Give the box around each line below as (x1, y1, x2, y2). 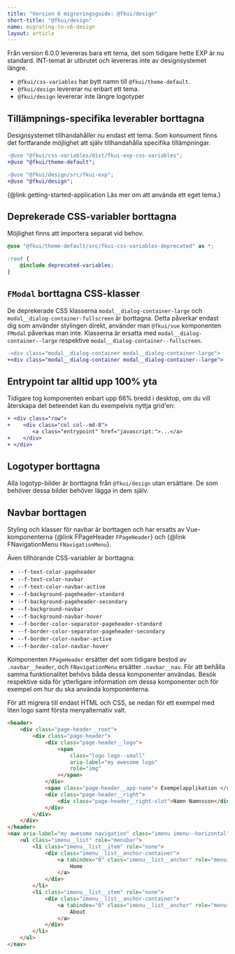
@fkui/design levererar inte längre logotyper (17, 92, 145, 101)
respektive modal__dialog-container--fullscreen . (59, 336, 203, 344)
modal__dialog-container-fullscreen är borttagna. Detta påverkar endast (7, 314, 219, 322)
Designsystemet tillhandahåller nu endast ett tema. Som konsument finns (7, 131, 218, 140)
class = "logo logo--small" (69, 752, 145, 759)
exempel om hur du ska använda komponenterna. (7, 685, 150, 694)
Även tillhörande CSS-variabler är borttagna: (7, 554, 135, 562)
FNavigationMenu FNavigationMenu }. (7, 540, 112, 549)
